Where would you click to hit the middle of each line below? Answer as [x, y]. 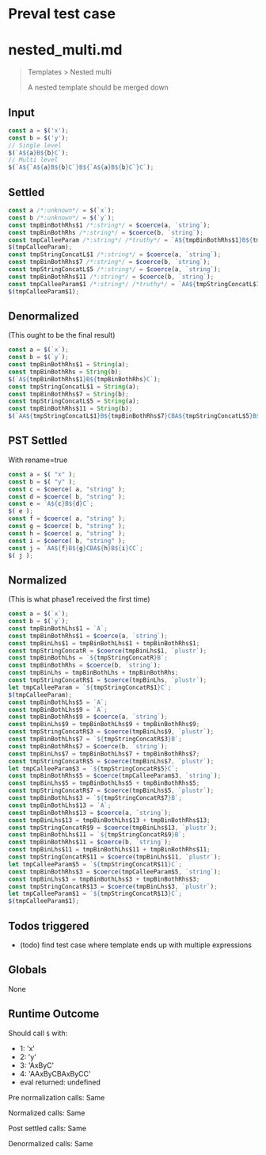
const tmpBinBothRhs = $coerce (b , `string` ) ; [84, 665]
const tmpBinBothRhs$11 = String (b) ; [70, 409]
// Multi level [33, 160]
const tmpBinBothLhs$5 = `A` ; [58, 702]
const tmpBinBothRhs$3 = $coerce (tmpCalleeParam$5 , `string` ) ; [115, 872]
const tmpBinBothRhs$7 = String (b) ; [68, 394]
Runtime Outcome [54, 1014]
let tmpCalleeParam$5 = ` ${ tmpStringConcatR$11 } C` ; [95, 864]
